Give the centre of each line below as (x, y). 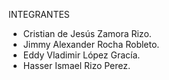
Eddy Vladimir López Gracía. (81, 55)
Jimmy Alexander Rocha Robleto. (91, 44)
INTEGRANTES (39, 14)
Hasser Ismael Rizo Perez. (76, 65)
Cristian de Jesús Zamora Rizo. (87, 33)
